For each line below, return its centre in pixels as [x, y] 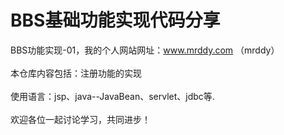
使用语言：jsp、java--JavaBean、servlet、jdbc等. [112, 96]
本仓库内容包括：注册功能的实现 [76, 73]
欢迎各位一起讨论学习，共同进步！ [80, 119]
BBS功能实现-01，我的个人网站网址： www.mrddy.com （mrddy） [145, 50]
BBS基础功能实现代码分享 [115, 20]
